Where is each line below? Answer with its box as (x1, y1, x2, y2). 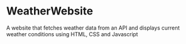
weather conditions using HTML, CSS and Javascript (6, 30, 138, 37)
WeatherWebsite (6, 4, 93, 18)
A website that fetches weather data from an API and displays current (6, 24, 180, 31)
